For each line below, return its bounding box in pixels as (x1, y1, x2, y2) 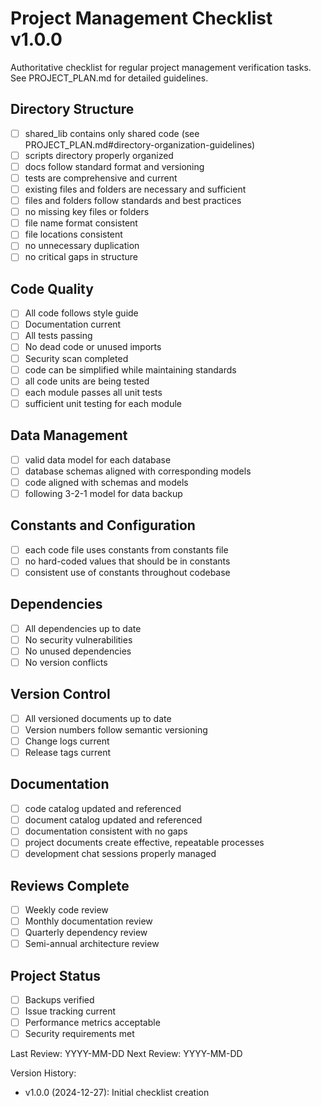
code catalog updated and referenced (24, 802, 182, 814)
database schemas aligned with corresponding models (24, 465, 252, 477)
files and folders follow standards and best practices (24, 195, 242, 207)
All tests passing (24, 330, 93, 342)
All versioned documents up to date (24, 712, 172, 724)
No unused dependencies (24, 645, 132, 657)
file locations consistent (24, 228, 123, 241)
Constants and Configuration (10, 517, 196, 534)
